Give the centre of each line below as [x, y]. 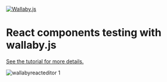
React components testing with [84, 33]
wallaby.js [31, 45]
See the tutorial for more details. [45, 61]
